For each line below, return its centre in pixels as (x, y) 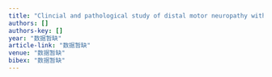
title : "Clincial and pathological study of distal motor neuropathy (128, 16)
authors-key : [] (36, 30)
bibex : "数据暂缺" (37, 61)
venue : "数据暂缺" (37, 53)
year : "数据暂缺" (35, 38)
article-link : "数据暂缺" (50, 46)
